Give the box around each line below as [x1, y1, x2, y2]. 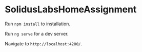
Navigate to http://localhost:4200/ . [5, 40, 83, 47]
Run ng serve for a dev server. [5, 30, 69, 37]
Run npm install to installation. [5, 21, 70, 27]
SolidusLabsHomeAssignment [5, 4, 137, 15]
